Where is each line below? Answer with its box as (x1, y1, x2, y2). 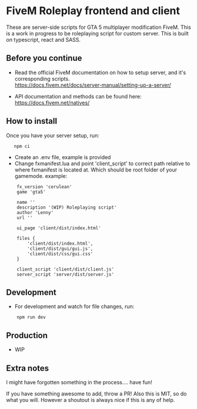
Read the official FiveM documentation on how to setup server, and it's (14, 69, 186, 76)
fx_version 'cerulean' (16, 184, 72, 190)
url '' (16, 215, 33, 220)
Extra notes (6, 363, 49, 373)
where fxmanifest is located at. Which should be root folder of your (14, 166, 178, 173)
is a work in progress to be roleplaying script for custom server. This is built (6, 29, 189, 37)
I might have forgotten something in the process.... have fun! (6, 379, 153, 385)
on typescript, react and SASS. (6, 36, 81, 43)
